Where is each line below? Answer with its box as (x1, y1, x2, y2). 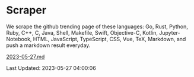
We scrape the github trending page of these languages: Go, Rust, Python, (6, 23, 189, 30)
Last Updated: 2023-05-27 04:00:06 (6, 64, 96, 71)
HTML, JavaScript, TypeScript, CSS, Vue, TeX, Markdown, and (33, 35, 186, 42)
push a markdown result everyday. (6, 42, 91, 49)
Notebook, (6, 35, 32, 42)
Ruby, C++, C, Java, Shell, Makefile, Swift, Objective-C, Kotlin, (6, 29, 158, 36)
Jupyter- (159, 29, 180, 36)
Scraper (6, 4, 46, 17)
